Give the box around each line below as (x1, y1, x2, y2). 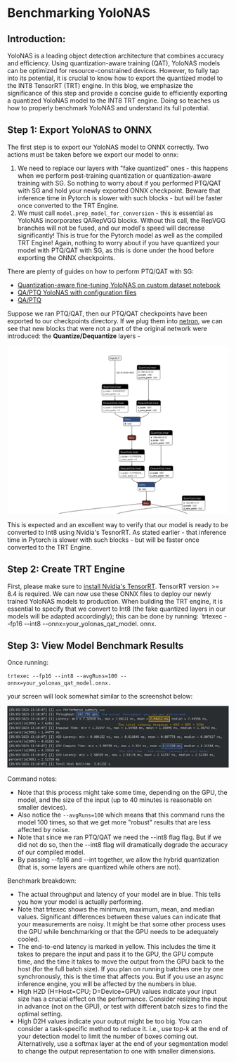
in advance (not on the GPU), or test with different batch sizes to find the (17, 1002, 228, 1010)
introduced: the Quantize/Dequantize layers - (7, 332, 140, 340)
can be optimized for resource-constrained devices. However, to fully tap (7, 67, 220, 75)
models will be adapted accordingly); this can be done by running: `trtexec (7, 611, 223, 620)
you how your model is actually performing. (17, 898, 144, 906)
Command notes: (7, 775, 58, 783)
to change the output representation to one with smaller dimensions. (17, 1047, 216, 1055)
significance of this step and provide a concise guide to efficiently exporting (7, 89, 228, 97)
